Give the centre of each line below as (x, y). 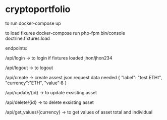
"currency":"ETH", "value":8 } (36, 83)
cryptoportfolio (38, 9)
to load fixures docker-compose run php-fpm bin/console (65, 33)
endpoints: (16, 48)
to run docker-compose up (33, 23)
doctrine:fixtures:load (28, 38)
